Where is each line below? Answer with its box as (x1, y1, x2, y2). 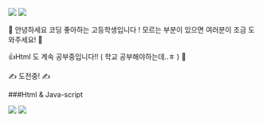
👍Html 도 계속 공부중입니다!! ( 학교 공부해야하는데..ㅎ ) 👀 (8, 52, 186, 61)
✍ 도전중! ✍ (8, 72, 50, 81)
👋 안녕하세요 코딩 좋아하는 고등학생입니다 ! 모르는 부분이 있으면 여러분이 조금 (8, 25, 247, 34)
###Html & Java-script (8, 90, 84, 99)
